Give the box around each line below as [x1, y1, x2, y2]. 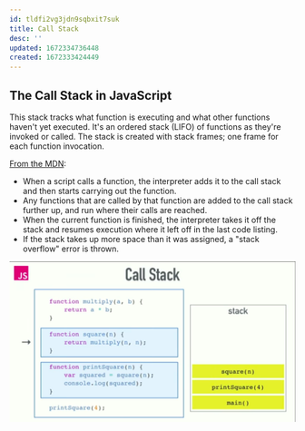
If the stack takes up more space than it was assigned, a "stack [22, 233, 261, 244]
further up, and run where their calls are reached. [22, 204, 208, 215]
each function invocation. [9, 141, 104, 152]
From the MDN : [9, 158, 66, 169]
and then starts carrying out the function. [22, 185, 177, 196]
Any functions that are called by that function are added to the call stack [22, 195, 293, 206]
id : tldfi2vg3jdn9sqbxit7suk [9, 15, 120, 24]
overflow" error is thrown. [22, 243, 120, 254]
